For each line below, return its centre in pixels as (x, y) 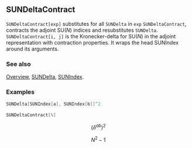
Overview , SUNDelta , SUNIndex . (45, 77)
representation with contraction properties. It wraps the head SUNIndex (92, 42)
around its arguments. (32, 49)
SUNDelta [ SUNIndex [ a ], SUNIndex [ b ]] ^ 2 (53, 104)
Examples (20, 92)
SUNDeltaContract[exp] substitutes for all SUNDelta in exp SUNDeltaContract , (96, 23)
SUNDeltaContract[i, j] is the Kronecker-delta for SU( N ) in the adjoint (91, 36)
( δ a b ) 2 (98, 127)
